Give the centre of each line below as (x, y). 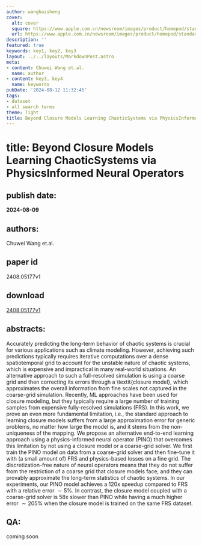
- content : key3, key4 (35, 79)
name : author (28, 73)
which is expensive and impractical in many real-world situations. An (91, 369)
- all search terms (31, 107)
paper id (22, 262)
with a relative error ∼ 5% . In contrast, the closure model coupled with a (97, 490)
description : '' (26, 40)
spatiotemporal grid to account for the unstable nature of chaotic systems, (98, 363)
